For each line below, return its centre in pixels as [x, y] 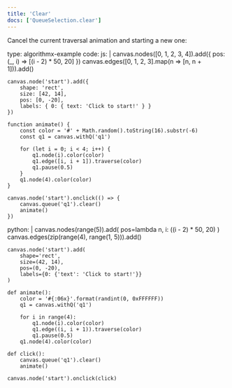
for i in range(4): [48, 317]
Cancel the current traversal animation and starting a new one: [97, 40]
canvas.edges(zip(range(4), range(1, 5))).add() [74, 237]
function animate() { [39, 124]
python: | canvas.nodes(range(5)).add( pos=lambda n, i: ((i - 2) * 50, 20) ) [114, 229]
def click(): [26, 354]
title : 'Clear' [29, 14]
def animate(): [29, 292]
